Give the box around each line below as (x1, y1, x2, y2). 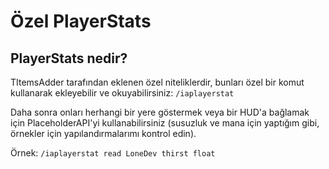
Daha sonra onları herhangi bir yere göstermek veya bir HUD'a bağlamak (10, 106, 310, 118)
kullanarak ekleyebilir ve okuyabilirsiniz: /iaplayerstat (10, 87, 235, 99)
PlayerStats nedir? (10, 50, 128, 67)
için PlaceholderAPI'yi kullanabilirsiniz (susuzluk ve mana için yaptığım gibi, (10, 117, 320, 129)
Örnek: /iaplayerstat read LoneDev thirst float (10, 147, 216, 159)
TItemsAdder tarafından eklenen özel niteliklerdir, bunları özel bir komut (10, 76, 305, 88)
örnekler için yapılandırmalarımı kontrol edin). (10, 128, 197, 139)
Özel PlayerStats (10, 10, 152, 33)
